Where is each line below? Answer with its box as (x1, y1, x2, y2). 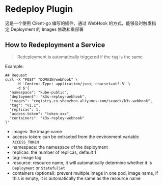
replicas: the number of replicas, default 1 (12, 149, 97, 155)
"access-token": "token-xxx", (9, 111, 71, 116)
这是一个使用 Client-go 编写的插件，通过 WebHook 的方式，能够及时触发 (5, 20, 152, 26)
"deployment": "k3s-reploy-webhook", (9, 94, 87, 99)
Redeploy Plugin (5, 3, 73, 15)
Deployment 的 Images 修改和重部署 (10, 26, 84, 32)
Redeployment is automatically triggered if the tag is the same (17, 54, 143, 60)
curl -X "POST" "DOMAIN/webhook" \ (5, 77, 78, 82)
